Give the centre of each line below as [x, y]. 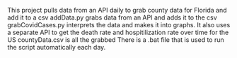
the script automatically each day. [57, 47]
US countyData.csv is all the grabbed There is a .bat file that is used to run [116, 40]
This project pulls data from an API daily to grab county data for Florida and [117, 10]
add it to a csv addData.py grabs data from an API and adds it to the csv [112, 17]
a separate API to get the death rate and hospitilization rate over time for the [118, 32]
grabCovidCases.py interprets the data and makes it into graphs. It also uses [119, 25]
